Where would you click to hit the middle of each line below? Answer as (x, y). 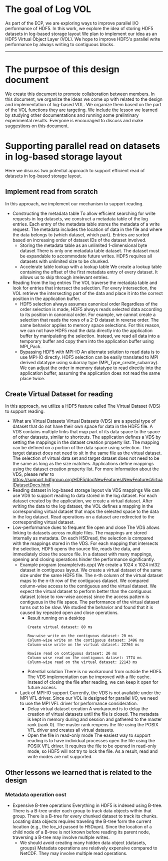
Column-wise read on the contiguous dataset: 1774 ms (84, 658)
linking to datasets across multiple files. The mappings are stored (79, 533)
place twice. (32, 378)
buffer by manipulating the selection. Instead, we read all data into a (90, 336)
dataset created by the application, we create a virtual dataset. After (82, 501)
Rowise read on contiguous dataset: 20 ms (72, 654)
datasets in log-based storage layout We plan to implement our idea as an (81, 34)
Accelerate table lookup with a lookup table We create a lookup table (91, 266)
